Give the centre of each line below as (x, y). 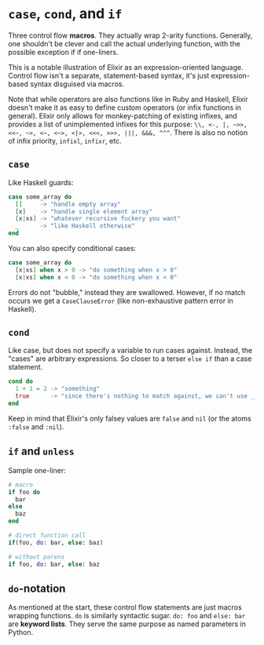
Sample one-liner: (37, 470)
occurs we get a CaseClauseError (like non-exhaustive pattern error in (121, 301)
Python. (21, 632)
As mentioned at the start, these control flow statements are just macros (125, 607)
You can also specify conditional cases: (72, 248)
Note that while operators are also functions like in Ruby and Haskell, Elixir (128, 99)
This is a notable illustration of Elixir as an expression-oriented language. (126, 67)
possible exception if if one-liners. (63, 52)
